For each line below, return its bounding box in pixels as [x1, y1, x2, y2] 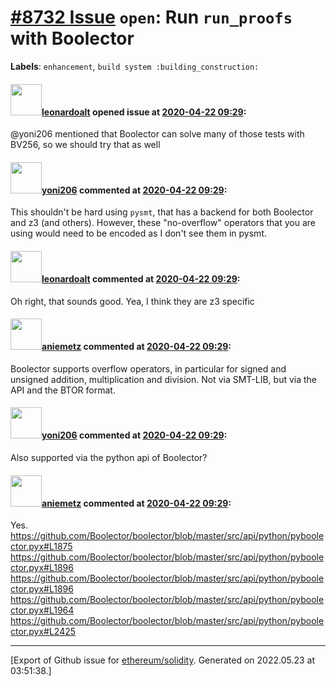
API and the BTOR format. [10, 384, 116, 396]
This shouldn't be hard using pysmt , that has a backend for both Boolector [10, 206, 314, 218]
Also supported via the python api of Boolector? [10, 451, 208, 463]
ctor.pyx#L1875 [10, 541, 73, 553]
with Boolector [10, 27, 135, 50]
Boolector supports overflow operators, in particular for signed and [10, 362, 287, 375]
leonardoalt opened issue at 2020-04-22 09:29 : [41, 106, 247, 118]
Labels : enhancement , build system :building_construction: [10, 60, 260, 72]
